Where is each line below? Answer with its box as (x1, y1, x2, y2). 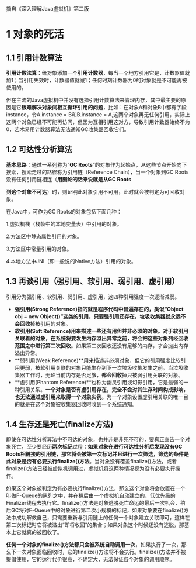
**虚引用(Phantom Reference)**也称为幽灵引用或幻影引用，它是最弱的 (14, 378, 184, 385)
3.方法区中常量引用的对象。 (6, 245, 72, 252)
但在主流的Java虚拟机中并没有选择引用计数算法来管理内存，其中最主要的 (6, 97, 181, 104)
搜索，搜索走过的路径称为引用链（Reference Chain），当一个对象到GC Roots (6, 168, 189, 175)
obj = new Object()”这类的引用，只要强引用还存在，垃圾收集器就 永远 (14, 312, 181, 320)
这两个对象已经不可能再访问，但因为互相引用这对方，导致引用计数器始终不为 (6, 119, 190, 125)
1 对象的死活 (6, 28, 64, 41)
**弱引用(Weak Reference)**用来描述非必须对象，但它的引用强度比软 (14, 356, 181, 364)
